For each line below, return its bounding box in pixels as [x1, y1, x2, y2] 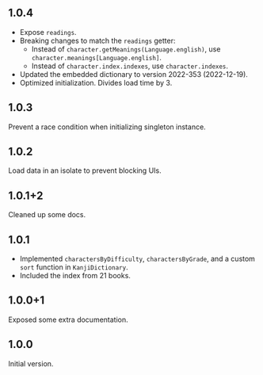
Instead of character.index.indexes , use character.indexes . [31, 61, 228, 71]
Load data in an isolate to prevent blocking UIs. [8, 166, 162, 175]
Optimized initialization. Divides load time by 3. [19, 78, 173, 87]
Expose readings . [19, 27, 77, 36]
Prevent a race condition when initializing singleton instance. [8, 122, 206, 132]
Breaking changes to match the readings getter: [19, 36, 176, 45]
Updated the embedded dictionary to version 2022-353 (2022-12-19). [19, 69, 248, 78]
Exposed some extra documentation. [8, 315, 128, 324]
